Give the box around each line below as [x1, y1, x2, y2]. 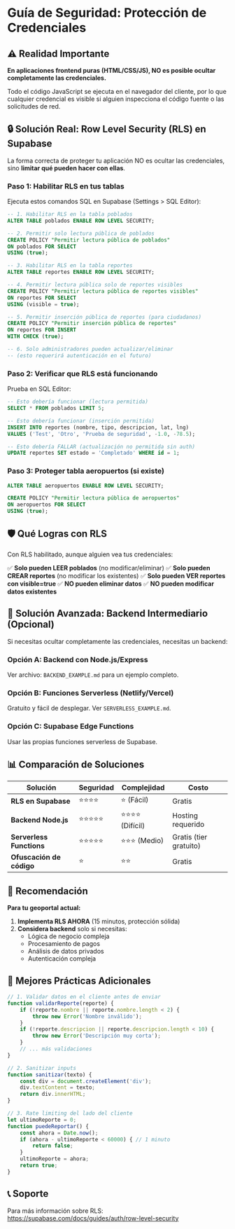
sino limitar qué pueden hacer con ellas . [7, 163, 126, 172]
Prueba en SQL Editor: [7, 385, 71, 393]
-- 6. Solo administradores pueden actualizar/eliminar [7, 345, 173, 353]
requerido [172, 819, 205, 829]
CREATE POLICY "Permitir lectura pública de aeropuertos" [7, 495, 180, 502]
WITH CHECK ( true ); [7, 333, 64, 341]
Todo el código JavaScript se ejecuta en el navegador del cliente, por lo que [7, 88, 227, 95]
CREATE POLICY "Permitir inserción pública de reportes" [7, 320, 177, 327]
